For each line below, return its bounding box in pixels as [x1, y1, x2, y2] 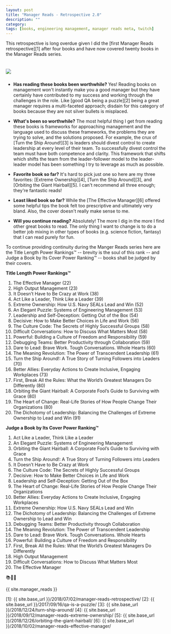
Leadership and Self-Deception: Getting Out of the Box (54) [13, 312, 138, 318]
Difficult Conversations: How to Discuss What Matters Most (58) [13, 328, 148, 335]
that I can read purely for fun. [13, 234, 75, 240]
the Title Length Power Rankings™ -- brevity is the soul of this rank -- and [6, 250, 160, 256]
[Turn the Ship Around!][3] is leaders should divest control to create [13, 140, 156, 146]
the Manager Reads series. [6, 51, 63, 57]
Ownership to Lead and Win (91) [13, 415, 81, 421]
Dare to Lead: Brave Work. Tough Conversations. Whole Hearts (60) [13, 345, 156, 351]
